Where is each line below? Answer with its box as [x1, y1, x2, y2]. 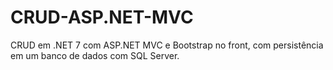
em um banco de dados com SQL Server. [10, 49, 180, 61]
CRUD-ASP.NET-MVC [10, 6, 194, 29]
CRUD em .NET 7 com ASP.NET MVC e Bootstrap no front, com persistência [10, 39, 324, 51]
